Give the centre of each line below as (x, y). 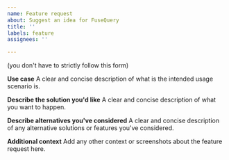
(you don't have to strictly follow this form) (68, 65)
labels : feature (31, 33)
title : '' (22, 26)
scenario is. (24, 86)
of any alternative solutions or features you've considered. (91, 128)
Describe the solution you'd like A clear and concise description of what (112, 100)
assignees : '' (28, 40)
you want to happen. (36, 107)
